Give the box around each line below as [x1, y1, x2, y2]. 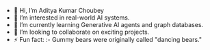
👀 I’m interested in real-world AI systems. [13, 14, 130, 22]
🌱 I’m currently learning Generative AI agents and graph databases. [13, 21, 204, 28]
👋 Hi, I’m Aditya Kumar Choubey [13, 7, 105, 14]
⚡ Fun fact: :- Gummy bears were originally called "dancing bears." [13, 36, 202, 43]
